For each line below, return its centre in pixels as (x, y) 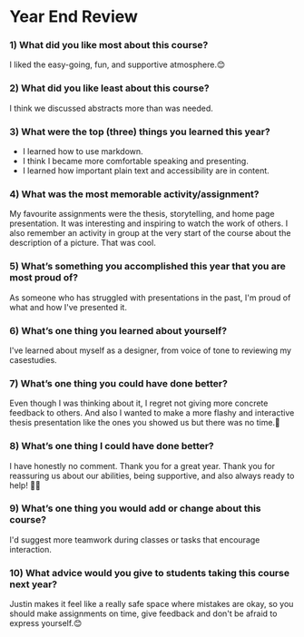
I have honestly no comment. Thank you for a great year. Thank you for (142, 465)
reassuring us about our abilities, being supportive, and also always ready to (152, 475)
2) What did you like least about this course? (110, 88)
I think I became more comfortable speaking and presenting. (136, 162)
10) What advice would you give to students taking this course (150, 573)
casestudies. (33, 359)
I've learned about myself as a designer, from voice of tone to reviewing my (151, 350)
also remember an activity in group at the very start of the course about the (150, 233)
